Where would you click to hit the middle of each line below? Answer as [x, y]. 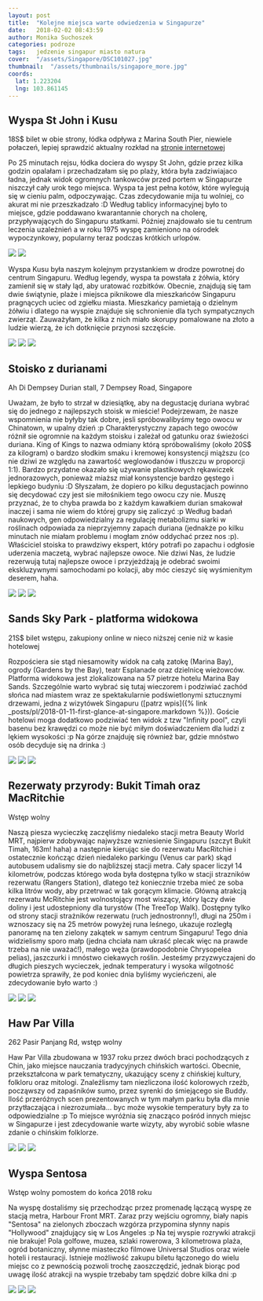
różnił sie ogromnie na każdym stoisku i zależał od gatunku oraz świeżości [128, 436]
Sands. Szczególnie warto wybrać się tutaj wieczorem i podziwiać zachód [128, 686]
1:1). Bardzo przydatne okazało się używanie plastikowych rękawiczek [121, 469]
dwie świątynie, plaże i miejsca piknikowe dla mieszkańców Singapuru [122, 295]
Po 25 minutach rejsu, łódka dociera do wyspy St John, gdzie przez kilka [126, 163]
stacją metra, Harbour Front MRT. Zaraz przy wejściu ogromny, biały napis [128, 1216]
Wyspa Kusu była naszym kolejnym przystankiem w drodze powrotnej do [126, 269]
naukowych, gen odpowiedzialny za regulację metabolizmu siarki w [117, 520]
